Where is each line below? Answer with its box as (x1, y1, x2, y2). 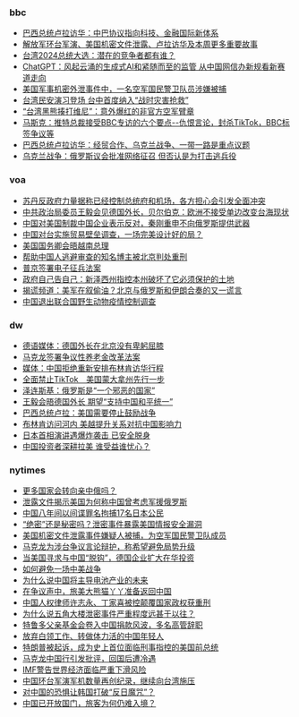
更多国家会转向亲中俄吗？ (21, 485, 117, 496)
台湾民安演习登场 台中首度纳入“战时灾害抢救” (21, 95, 190, 106)
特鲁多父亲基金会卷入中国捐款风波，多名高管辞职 (21, 619, 203, 630)
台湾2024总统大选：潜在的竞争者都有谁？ (21, 50, 176, 61)
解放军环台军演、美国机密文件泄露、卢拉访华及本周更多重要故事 (21, 38, 258, 50)
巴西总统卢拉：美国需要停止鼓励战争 (21, 407, 157, 418)
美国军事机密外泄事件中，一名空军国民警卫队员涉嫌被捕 (21, 83, 226, 95)
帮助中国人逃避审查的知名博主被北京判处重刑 (21, 251, 188, 261)
